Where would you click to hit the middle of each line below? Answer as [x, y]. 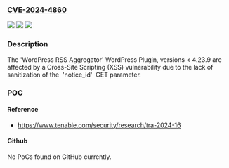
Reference [23, 110]
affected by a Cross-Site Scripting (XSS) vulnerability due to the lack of [110, 67]
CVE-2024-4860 [37, 10]
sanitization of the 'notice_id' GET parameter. [74, 75]
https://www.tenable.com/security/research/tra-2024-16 [99, 125]
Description [28, 44]
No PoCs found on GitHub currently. [59, 157]
